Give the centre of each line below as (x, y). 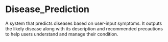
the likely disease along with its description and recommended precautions (84, 28)
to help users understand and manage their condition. (62, 34)
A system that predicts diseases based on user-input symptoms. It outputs (84, 23)
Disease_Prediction (47, 9)
